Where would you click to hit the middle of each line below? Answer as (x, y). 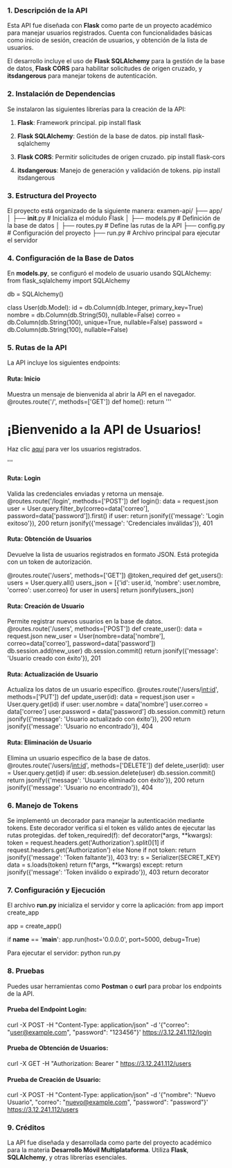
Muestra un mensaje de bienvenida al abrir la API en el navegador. (101, 394)
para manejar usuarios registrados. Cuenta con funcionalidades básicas (110, 33)
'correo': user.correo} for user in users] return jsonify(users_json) (100, 590)
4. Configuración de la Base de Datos (71, 258)
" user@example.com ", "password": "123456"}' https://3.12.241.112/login (110, 1032)
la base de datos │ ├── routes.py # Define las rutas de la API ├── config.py (116, 225)
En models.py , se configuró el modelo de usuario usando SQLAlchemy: (109, 274)
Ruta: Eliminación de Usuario (50, 742)
